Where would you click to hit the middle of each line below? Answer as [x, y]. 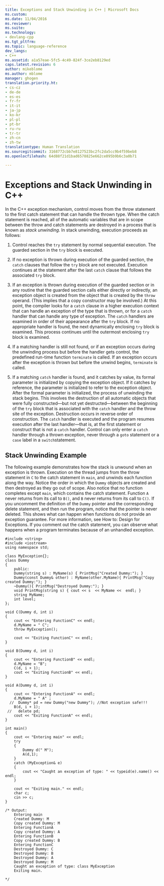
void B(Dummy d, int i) [29, 651]
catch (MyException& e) [38, 763]
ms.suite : [15, 28]
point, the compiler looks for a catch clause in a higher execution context [85, 305]
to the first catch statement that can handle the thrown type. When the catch [82, 214]
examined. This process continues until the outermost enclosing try [81, 332]
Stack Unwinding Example [46, 455]
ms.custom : [16, 14]
